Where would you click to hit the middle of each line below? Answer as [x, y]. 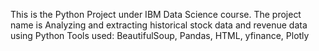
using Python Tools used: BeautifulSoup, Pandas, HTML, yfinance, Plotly [160, 35]
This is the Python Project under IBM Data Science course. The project [156, 14]
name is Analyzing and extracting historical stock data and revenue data [159, 25]
